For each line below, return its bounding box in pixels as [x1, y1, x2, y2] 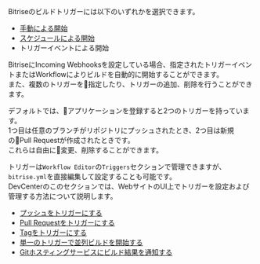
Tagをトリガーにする [19, 228, 88, 237]
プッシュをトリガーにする [19, 208, 103, 218]
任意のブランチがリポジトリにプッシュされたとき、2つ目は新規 [31, 126, 235, 135]
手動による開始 [19, 24, 68, 33]
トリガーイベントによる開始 [19, 43, 110, 53]
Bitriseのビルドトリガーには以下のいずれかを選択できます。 [8, 7, 200, 16]
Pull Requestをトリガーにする [19, 218, 115, 227]
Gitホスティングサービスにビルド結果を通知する [19, 247, 173, 257]
